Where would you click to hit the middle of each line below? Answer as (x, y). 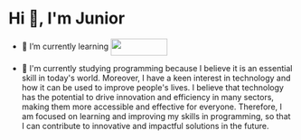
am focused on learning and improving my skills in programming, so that (156, 116)
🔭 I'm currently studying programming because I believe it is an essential (157, 68)
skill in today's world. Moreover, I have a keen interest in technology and (156, 78)
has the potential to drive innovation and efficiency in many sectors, (148, 97)
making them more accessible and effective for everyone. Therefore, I (151, 107)
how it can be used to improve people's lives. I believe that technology (152, 87)
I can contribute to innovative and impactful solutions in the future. (145, 126)
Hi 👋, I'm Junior (67, 19)
